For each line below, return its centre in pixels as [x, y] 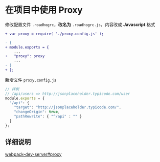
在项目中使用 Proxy [44, 10]
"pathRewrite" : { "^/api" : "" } [48, 116]
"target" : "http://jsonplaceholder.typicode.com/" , [68, 107]
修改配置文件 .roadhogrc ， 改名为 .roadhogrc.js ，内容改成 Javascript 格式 [80, 24]
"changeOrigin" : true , [37, 112]
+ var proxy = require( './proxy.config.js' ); [55, 34]
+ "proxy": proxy [25, 56]
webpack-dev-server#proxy [34, 154]
